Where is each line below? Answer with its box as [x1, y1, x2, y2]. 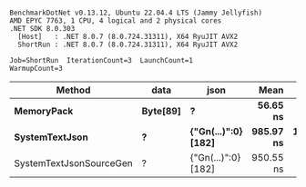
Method [56, 84, 91, 96]
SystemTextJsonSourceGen [14, 157, 134, 169]
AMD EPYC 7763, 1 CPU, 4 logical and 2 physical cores [9, 16, 222, 25]
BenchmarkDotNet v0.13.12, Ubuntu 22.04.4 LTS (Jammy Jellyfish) [9, 8, 262, 17]
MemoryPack [14, 105, 74, 117]
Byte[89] [141, 105, 182, 117]
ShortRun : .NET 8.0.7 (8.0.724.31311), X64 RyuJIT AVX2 [17, 40, 239, 49]
